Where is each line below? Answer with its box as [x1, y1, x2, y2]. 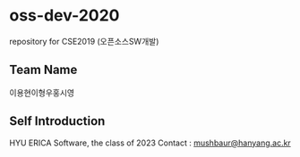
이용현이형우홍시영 [9, 87, 74, 98]
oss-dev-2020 [9, 5, 120, 26]
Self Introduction [9, 113, 106, 129]
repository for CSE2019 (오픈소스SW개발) [9, 36, 159, 46]
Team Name [9, 62, 78, 78]
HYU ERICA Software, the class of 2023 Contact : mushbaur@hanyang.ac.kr [9, 137, 291, 148]
